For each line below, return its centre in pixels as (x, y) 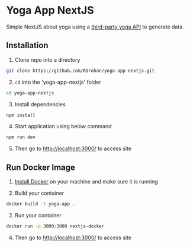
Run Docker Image (41, 167)
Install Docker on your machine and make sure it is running (86, 182)
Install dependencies (40, 104)
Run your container (38, 215)
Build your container (39, 193)
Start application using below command (63, 126)
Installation (27, 45)
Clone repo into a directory (47, 59)
